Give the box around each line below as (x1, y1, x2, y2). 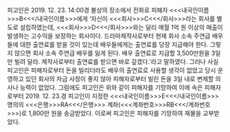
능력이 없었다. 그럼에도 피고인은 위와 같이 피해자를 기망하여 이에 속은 (19, 83, 203, 91)
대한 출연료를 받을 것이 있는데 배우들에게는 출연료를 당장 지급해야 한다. (19, 41, 209, 48)
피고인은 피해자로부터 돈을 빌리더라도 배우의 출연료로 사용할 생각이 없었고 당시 (7, 66, 216, 74)
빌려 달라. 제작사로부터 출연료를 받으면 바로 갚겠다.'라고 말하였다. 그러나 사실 (14, 58, 219, 65)
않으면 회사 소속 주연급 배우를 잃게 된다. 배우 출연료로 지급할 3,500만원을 (14, 49, 210, 57)
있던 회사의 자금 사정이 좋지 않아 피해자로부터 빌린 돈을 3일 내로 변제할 (25, 75, 214, 82)
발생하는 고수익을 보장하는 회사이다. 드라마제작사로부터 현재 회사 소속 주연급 (7, 32, 211, 40)
